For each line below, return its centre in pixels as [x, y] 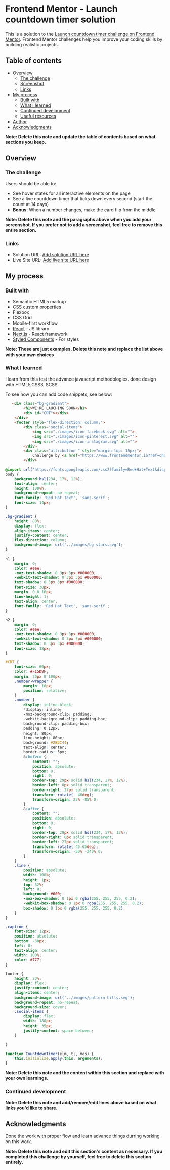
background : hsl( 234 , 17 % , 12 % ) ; [48, 479]
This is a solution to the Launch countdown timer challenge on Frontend [80, 34]
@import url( [19, 470]
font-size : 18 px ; [33, 648]
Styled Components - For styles [46, 339]
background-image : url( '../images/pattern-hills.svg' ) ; [75, 998]
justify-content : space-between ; [59, 1031]
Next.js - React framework [40, 334]
